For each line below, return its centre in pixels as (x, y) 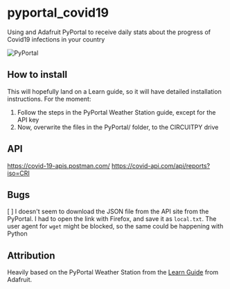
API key (28, 119)
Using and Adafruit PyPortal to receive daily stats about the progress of (109, 32)
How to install (37, 75)
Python (17, 233)
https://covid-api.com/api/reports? (160, 165)
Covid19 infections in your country (56, 39)
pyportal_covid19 (58, 13)
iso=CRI (18, 173)
